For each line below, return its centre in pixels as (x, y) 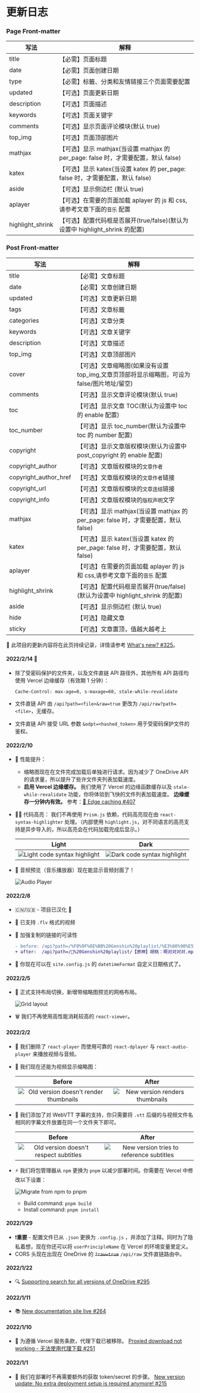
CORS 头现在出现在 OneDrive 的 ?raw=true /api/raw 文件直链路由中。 (100, 1254)
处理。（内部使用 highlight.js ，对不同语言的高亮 (124, 822)
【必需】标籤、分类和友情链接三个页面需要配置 (125, 82)
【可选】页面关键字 (86, 115)
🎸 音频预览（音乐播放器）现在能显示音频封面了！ (75, 870)
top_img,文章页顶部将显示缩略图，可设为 (134, 374)
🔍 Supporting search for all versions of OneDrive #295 (82, 1281)
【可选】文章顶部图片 (107, 354)
